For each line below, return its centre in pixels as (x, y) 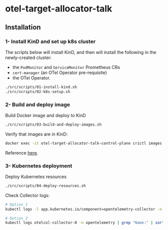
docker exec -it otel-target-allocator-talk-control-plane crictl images (84, 143)
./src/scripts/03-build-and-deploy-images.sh (53, 124)
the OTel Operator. (31, 77)
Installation (23, 27)
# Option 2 (16, 218)
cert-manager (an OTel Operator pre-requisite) (60, 72)
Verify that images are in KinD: (36, 134)
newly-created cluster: (28, 57)
